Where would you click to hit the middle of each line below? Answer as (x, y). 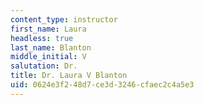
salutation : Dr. (44, 66)
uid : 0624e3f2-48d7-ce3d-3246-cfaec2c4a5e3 (102, 85)
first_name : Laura (48, 29)
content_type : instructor (64, 19)
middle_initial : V (48, 57)
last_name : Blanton (51, 47)
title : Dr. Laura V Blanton (69, 76)
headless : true (42, 38)
